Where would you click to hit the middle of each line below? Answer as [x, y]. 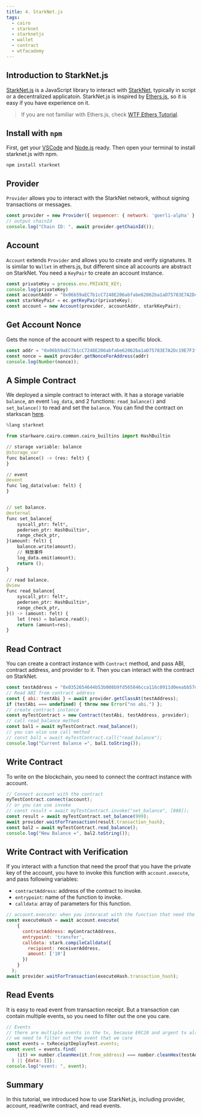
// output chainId [29, 221]
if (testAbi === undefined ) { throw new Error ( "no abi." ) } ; [84, 704]
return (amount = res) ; [44, 625]
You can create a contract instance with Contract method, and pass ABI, [96, 663]
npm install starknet [33, 165]
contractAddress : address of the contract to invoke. [78, 891]
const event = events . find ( [41, 1049]
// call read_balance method [43, 721]
